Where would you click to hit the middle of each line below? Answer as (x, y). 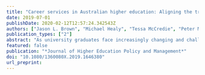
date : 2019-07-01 (28, 18)
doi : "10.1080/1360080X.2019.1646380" (56, 57)
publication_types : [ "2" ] (39, 34)
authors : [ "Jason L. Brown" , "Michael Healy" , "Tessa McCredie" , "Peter (101, 29)
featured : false (27, 46)
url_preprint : (24, 62)
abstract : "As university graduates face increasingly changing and (95, 40)
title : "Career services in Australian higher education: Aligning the (99, 12)
